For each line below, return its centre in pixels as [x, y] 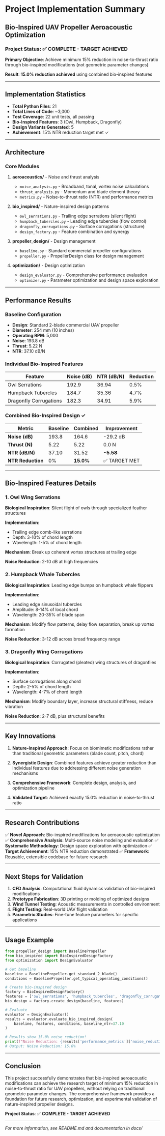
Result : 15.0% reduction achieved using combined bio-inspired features [79, 74]
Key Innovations [30, 736]
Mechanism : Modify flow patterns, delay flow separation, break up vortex [80, 624]
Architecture [25, 153]
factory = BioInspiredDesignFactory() [45, 992]
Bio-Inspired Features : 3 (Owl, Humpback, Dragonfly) [67, 122]
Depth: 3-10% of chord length [42, 537]
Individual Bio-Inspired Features [44, 364]
